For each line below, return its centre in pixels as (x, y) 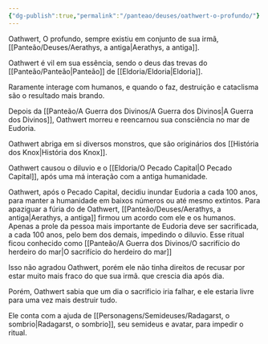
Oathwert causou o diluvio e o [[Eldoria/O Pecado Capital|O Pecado (120, 168)
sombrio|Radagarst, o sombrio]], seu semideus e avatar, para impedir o (126, 324)
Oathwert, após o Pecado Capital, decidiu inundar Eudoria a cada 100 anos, (133, 192)
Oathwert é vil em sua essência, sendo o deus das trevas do (108, 63)
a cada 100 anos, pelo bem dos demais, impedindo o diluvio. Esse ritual (126, 235)
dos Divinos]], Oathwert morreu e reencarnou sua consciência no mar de (129, 119)
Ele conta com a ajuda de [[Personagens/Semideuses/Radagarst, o (119, 315)
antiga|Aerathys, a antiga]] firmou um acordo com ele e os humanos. (122, 217)
